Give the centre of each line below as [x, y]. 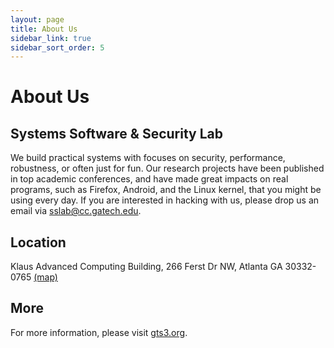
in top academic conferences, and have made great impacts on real [149, 179]
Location [38, 242]
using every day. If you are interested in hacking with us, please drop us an [165, 200]
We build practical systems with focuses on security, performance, [148, 158]
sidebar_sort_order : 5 [57, 47]
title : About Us [44, 29]
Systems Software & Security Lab [117, 133]
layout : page [37, 19]
